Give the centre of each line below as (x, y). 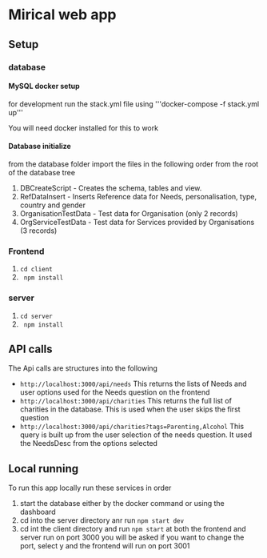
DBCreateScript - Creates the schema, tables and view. (111, 188)
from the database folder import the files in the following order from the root (133, 164)
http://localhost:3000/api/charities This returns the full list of (126, 401)
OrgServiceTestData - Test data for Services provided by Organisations (137, 222)
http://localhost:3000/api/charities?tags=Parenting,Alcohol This (132, 427)
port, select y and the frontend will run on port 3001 (105, 546)
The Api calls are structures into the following (83, 368)
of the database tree (42, 172)
